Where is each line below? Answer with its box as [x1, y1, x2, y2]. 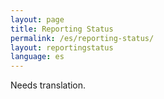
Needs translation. [10, 79, 87, 91]
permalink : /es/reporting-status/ [10, 33, 155, 43]
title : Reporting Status [10, 24, 114, 34]
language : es [10, 52, 65, 62]
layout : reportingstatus [10, 42, 114, 53]
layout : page [10, 14, 65, 25]
